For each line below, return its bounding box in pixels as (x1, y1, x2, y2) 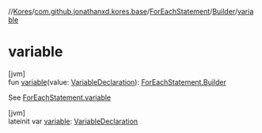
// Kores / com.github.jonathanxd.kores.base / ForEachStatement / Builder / (8, 7, 238, 16)
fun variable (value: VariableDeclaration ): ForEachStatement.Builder (8, 77, 227, 86)
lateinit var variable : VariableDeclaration (8, 116, 139, 126)
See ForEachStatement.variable (8, 93, 112, 102)
